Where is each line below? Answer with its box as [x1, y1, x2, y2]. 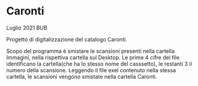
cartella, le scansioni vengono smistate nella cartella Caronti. [6, 73, 158, 80]
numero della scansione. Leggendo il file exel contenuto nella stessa [6, 66, 176, 73]
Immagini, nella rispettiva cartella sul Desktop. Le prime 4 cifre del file [6, 54, 180, 61]
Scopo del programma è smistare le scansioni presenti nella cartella [6, 47, 175, 55]
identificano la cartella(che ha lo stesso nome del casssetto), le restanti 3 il [6, 60, 192, 67]
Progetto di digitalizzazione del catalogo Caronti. [6, 35, 127, 43]
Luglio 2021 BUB [6, 24, 48, 31]
